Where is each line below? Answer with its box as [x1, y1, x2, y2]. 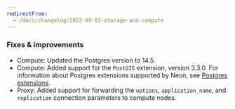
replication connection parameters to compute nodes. [16, 93, 177, 102]
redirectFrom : [6, 10, 48, 18]
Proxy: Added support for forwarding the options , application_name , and [16, 86, 227, 94]
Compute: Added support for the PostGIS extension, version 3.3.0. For [16, 63, 219, 72]
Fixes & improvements [6, 40, 84, 50]
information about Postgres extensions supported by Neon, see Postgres [16, 71, 228, 79]
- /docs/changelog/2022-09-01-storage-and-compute [13, 17, 164, 24]
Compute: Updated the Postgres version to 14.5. [16, 56, 156, 64]
